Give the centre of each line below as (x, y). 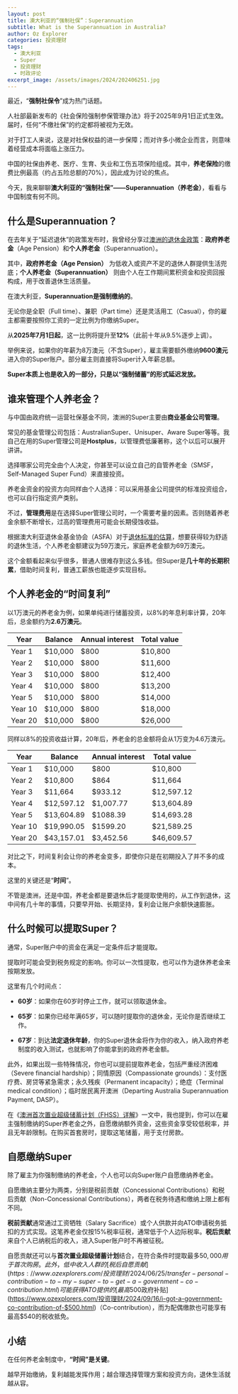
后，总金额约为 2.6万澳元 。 (47, 621)
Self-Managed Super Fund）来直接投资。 (68, 474)
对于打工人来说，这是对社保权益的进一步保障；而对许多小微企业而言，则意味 (119, 140)
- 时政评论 (28, 73)
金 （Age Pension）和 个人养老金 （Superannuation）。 (85, 248)
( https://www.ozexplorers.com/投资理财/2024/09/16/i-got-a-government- (115, 1299)
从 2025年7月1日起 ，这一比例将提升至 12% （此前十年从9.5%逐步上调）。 (112, 335)
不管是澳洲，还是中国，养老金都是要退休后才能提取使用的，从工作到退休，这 (119, 895)
